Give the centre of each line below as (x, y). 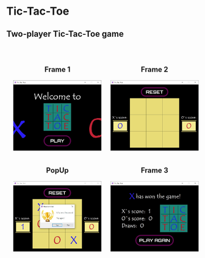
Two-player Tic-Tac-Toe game (65, 34)
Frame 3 (155, 170)
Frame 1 (57, 69)
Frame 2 (155, 69)
